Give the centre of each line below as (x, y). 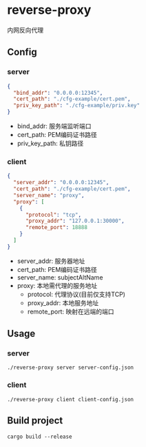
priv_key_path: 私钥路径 (50, 143)
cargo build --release (40, 437)
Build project (35, 421)
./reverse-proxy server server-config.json (71, 368)
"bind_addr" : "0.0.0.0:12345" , (58, 93)
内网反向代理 (25, 30)
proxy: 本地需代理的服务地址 (57, 285)
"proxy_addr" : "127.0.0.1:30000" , (75, 221)
